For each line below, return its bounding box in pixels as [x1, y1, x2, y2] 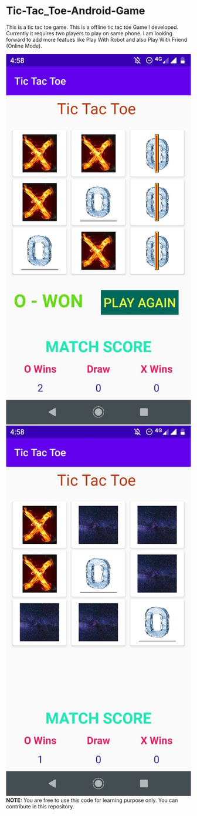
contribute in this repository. [6, 802, 74, 810]
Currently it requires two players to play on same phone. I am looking [6, 29, 173, 36]
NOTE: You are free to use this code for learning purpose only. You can [6, 797, 178, 804]
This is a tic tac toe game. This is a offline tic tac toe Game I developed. [6, 24, 179, 31]
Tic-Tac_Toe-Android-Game [6, 4, 145, 18]
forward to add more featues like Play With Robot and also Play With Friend [6, 36, 188, 43]
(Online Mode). [6, 42, 42, 49]
